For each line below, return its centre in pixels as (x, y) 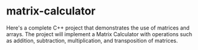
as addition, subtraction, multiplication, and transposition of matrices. (92, 40)
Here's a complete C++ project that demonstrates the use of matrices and (98, 28)
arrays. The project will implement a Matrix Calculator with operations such (99, 34)
